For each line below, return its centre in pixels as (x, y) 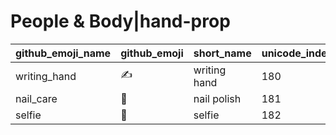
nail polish (217, 98)
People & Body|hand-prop (120, 21)
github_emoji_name (63, 53)
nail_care (36, 98)
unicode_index (297, 53)
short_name (222, 53)
